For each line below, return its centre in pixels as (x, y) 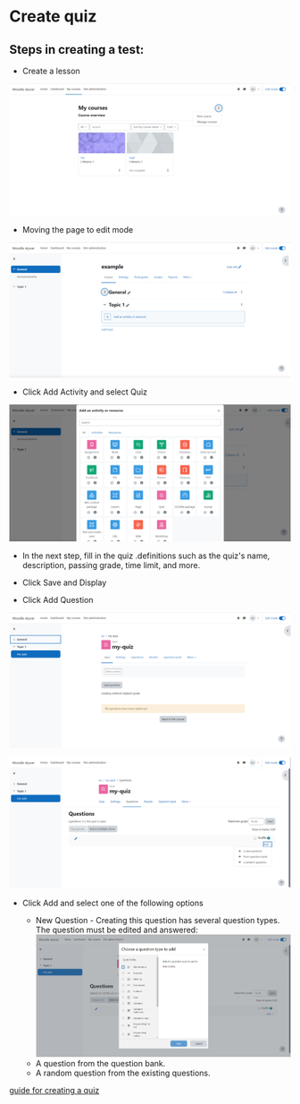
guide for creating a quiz (54, 1091)
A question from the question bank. (100, 1064)
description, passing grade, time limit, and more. (111, 565)
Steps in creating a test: (77, 50)
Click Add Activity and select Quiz (85, 392)
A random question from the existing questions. (123, 1073)
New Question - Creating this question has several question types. (158, 921)
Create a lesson (51, 71)
